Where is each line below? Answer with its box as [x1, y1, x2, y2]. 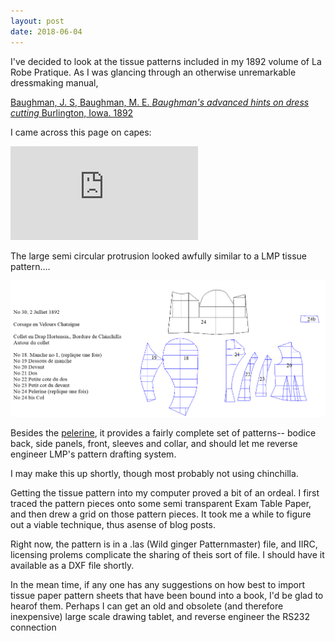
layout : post [10, 16, 65, 26]
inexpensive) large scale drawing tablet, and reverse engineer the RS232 [10, 610, 310, 622]
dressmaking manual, [10, 76, 99, 89]
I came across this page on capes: [10, 126, 152, 138]
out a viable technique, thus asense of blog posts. [10, 518, 216, 530]
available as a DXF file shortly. [10, 559, 135, 571]
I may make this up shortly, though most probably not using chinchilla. [10, 467, 299, 479]
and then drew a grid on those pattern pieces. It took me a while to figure [10, 508, 312, 520]
